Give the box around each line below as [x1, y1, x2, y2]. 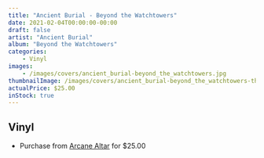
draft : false [8, 26, 51, 34]
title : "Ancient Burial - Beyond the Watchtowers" [8, 11, 178, 20]
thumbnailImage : [8, 77, 61, 84]
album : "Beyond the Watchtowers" [8, 41, 118, 48]
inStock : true [8, 92, 55, 99]
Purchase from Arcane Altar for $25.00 [19, 142, 146, 151]
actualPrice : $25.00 [8, 84, 76, 92]
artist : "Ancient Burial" [8, 33, 93, 41]
